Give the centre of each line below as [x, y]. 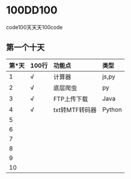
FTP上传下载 [71, 99]
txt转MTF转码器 [75, 110]
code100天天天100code [35, 27]
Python [112, 109]
